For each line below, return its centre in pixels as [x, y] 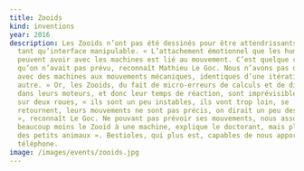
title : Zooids [36, 18]
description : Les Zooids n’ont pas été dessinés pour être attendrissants [153, 43]
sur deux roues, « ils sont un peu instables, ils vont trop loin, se [153, 102]
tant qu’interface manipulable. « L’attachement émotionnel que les [149, 52]
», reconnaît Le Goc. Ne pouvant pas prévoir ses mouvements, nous [147, 119]
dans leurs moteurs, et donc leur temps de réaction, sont [131, 93]
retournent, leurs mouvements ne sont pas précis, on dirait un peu [149, 110]
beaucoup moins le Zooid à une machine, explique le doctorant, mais [151, 128]
